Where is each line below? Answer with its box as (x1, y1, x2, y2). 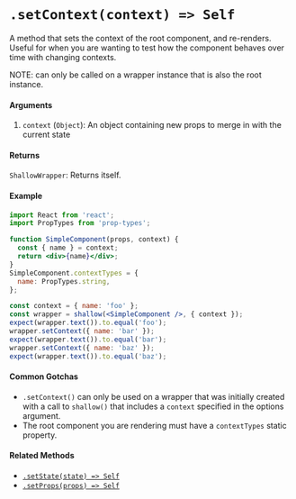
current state (22, 129, 71, 141)
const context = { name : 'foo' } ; (9, 302, 139, 311)
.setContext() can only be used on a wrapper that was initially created (22, 391, 285, 402)
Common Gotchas (9, 371, 79, 382)
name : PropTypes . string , (17, 277, 111, 286)
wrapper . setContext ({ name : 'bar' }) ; (9, 327, 155, 336)
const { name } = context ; (17, 243, 119, 253)
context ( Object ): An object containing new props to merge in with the (22, 120, 282, 131)
